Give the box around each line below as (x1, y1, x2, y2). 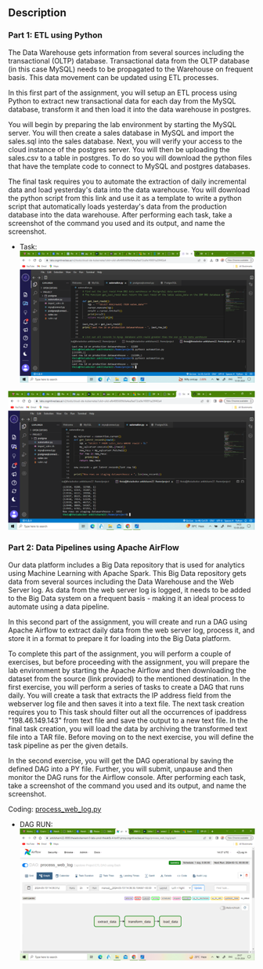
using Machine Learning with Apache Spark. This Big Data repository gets (8, 568, 247, 577)
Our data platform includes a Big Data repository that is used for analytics (8, 560, 245, 570)
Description (8, 6, 67, 20)
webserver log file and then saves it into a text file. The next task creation (8, 698, 245, 709)
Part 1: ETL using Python (8, 30, 103, 41)
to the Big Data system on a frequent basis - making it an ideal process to (8, 593, 245, 603)
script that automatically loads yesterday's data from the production (8, 202, 227, 211)
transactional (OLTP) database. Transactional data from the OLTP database (8, 56, 250, 65)
